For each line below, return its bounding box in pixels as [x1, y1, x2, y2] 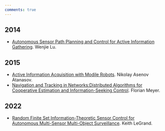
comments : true [4, 7, 36, 12]
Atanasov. [11, 77, 33, 83]
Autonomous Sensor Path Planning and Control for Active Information [11, 39, 155, 45]
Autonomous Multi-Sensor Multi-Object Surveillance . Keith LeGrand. [11, 120, 153, 127]
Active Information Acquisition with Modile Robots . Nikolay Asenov [11, 71, 149, 77]
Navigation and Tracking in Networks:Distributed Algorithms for [11, 82, 143, 88]
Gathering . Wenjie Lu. [11, 44, 57, 50]
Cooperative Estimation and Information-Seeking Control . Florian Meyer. [11, 87, 161, 93]
